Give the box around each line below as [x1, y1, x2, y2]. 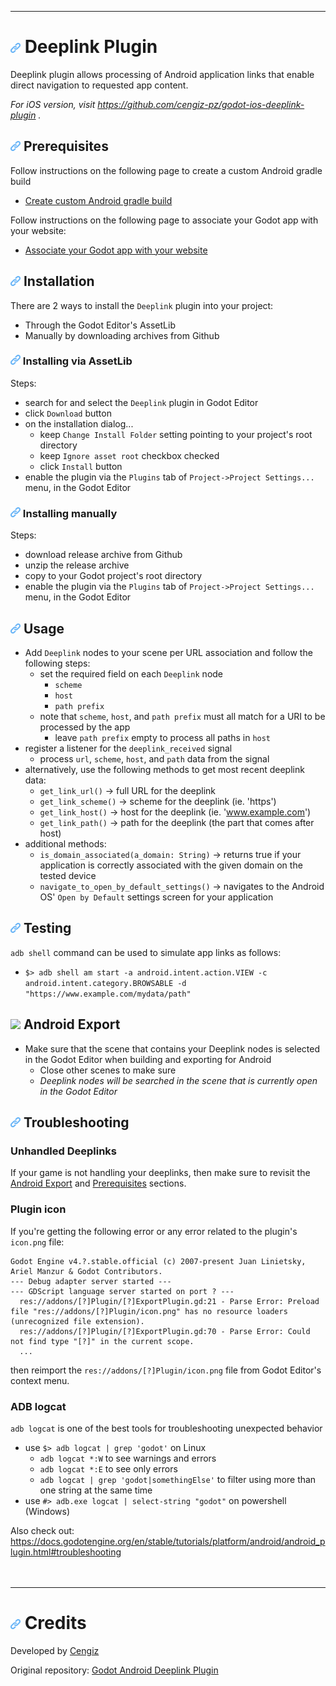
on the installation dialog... [24, 417, 134, 430]
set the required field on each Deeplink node [39, 667, 224, 680]
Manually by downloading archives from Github [24, 329, 220, 341]
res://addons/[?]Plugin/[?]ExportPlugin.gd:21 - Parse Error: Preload [19, 1296, 320, 1306]
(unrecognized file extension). [10, 1316, 145, 1326]
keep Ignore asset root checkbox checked [39, 449, 220, 461]
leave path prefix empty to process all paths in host [54, 731, 272, 743]
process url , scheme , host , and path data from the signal [39, 752, 270, 765]
